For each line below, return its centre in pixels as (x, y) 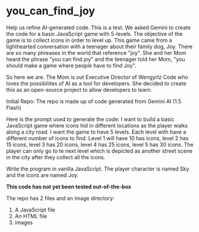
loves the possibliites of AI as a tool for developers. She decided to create (96, 83)
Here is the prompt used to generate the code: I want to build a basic (90, 119)
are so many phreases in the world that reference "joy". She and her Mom (96, 52)
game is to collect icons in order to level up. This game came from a (89, 40)
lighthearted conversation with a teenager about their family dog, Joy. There (99, 47)
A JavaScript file (35, 209)
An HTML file (31, 216)
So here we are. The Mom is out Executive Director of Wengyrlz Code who (97, 77)
